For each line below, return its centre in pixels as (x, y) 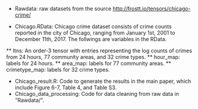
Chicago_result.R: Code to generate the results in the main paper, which (103, 81)
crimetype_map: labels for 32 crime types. (58, 70)
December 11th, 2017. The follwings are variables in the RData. (91, 39)
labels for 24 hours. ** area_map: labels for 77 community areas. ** (89, 63)
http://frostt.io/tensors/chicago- (152, 9)
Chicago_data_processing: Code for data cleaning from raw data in (97, 94)
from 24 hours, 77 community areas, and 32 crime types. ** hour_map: (93, 57)
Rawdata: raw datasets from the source (63, 9)
